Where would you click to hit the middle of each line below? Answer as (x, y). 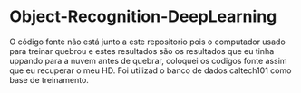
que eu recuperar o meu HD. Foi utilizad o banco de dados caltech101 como (150, 70)
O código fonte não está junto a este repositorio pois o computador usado (147, 42)
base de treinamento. (49, 79)
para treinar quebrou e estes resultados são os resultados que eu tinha (142, 51)
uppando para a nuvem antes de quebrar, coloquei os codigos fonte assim (148, 60)
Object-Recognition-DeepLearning (143, 17)
